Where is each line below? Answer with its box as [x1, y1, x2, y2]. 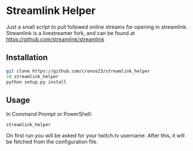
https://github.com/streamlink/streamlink [6, 36, 105, 43]
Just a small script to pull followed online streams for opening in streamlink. [6, 23, 188, 30]
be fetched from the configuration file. [6, 138, 98, 145]
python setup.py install [6, 79, 67, 85]
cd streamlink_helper [6, 73, 59, 79]
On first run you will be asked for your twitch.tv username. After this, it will [6, 132, 185, 139]
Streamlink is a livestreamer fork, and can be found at [6, 29, 136, 36]
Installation [6, 52, 48, 62]
